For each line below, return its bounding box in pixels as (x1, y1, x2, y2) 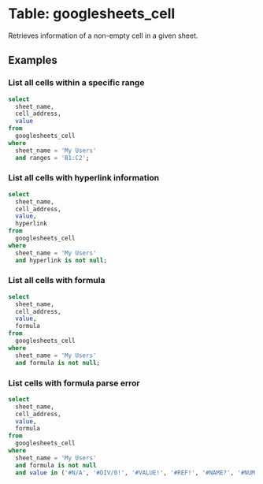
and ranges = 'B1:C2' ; (15, 154, 90, 162)
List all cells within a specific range (8, 77, 145, 88)
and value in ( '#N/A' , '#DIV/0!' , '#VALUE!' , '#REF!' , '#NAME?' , (15, 468, 235, 477)
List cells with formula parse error (8, 378, 140, 389)
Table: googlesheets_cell (8, 5, 176, 23)
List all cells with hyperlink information (8, 173, 160, 184)
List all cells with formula (8, 275, 106, 286)
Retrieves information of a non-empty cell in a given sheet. (8, 31, 198, 40)
